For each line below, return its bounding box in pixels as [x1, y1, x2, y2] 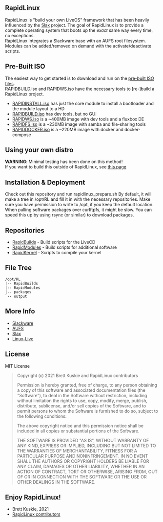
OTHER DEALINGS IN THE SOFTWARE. [17, 479, 96, 485]
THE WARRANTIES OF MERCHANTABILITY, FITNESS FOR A [17, 448, 138, 453]
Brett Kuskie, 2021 [12, 506, 49, 512]
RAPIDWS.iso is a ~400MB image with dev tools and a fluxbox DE [12, 116, 144, 122]
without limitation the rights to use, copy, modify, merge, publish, [17, 398, 148, 403]
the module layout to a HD [12, 105, 65, 112]
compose [12, 132, 31, 138]
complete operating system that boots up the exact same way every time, [5, 27, 153, 33]
